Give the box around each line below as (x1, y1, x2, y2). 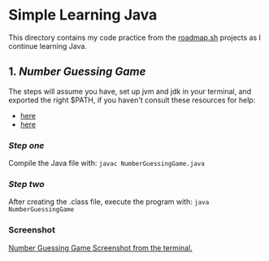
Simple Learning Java (8, 6, 158, 24)
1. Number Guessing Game (8, 65, 146, 79)
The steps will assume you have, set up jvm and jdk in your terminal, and (8, 86, 252, 96)
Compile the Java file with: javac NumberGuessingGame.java (8, 159, 205, 168)
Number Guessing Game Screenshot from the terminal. (8, 242, 193, 253)
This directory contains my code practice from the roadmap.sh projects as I (8, 33, 262, 42)
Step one (8, 140, 45, 151)
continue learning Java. (8, 41, 88, 50)
